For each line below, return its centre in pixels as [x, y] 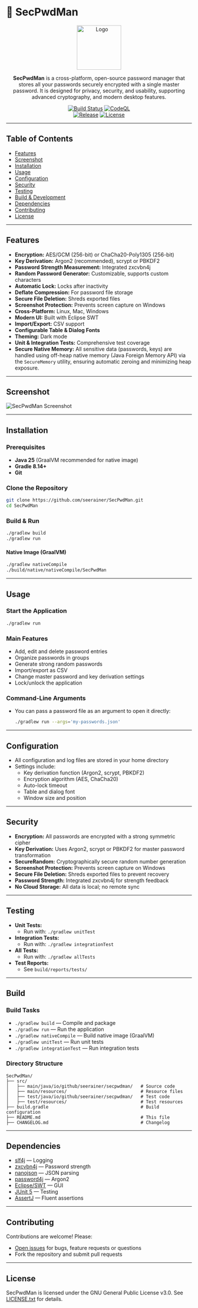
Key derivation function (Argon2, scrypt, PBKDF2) [84, 773]
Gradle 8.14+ [31, 467]
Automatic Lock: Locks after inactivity [61, 286]
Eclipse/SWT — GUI [39, 1185]
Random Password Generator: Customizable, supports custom [92, 273]
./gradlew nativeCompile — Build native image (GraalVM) [85, 1036]
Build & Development [40, 197]
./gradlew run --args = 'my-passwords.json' [67, 722]
